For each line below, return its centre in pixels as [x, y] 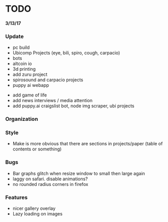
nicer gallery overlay [34, 208]
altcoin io [22, 64]
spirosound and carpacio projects [48, 80]
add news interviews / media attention [53, 101]
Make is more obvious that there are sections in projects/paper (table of [88, 144]
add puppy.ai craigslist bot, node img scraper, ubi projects [73, 106]
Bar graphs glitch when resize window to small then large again [79, 173]
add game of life [30, 95]
